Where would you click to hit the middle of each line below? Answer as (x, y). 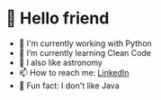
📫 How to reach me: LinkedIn (74, 72)
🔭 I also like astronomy (60, 62)
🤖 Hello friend (58, 18)
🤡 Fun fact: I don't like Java (69, 86)
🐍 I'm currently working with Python (85, 43)
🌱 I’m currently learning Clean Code (85, 52)
